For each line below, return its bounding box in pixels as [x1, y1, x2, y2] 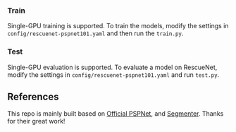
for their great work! [7, 117, 66, 126]
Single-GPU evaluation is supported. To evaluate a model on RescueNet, [7, 63, 218, 71]
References [7, 90, 59, 102]
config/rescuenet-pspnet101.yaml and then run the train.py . [7, 29, 184, 37]
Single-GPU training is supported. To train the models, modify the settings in [7, 22, 229, 30]
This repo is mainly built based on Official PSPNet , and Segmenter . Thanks [7, 109, 224, 118]
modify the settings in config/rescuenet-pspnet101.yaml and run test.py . [7, 70, 220, 79]
